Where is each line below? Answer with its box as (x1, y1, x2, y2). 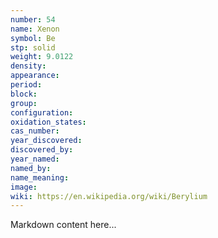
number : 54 (10, 14, 56, 25)
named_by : (10, 163, 52, 173)
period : (10, 80, 43, 90)
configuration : (10, 107, 74, 118)
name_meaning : (10, 172, 70, 183)
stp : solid (10, 42, 56, 53)
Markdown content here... (10, 219, 117, 231)
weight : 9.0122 (10, 52, 74, 62)
